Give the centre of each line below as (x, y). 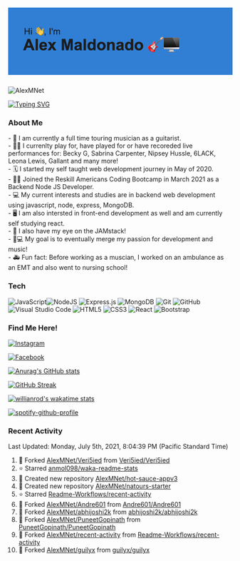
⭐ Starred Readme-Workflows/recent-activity (85, 494)
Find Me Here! (33, 328)
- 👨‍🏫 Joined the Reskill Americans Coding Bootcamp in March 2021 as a (114, 179)
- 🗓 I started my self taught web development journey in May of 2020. (111, 169)
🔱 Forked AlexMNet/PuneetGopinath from (79, 520)
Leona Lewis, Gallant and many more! (63, 161)
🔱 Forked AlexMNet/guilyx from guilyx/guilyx (84, 550)
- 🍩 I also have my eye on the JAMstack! (67, 231)
